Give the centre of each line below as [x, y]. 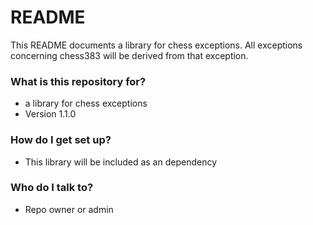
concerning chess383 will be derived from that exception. [129, 55]
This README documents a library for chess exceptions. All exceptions [156, 45]
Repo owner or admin [69, 209]
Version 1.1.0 [50, 114]
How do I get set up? [61, 140]
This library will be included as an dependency [121, 162]
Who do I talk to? [52, 188]
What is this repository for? [78, 81]
